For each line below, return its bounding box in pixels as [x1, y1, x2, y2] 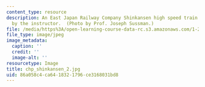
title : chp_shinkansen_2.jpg [6, 66, 81, 72]
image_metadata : [6, 37, 48, 43]
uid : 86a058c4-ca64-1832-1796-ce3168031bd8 [6, 72, 119, 78]
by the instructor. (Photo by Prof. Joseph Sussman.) [12, 20, 154, 26]
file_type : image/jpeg [6, 32, 64, 38]
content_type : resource [6, 9, 67, 15]
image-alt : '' [12, 55, 48, 61]
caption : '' [12, 43, 43, 50]
